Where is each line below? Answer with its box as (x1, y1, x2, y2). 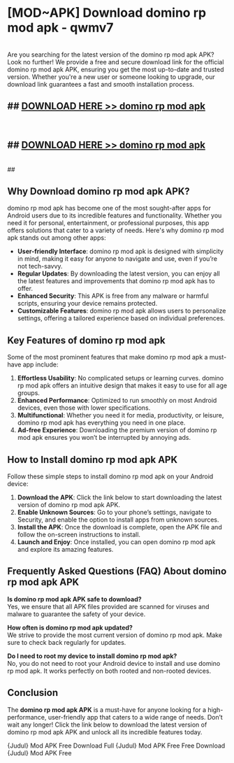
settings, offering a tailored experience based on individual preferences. (17, 314, 226, 322)
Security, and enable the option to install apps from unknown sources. (17, 515, 219, 524)
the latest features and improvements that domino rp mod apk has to (17, 277, 215, 285)
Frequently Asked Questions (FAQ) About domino (7, 565, 227, 578)
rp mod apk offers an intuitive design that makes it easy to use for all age (17, 381, 228, 390)
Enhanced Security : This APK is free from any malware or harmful (17, 292, 210, 300)
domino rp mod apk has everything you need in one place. (17, 418, 186, 427)
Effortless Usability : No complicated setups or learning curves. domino (17, 374, 224, 383)
